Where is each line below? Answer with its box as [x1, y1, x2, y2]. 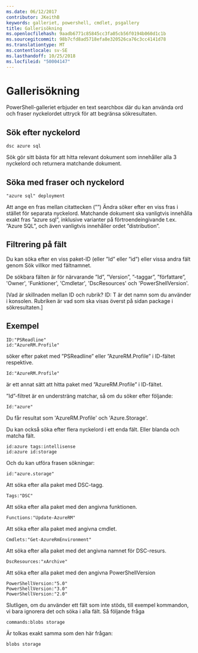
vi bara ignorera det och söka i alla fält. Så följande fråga [6, 608, 144, 615]
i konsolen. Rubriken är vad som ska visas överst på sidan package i [6, 297, 174, 304]
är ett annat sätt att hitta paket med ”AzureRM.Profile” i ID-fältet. [6, 380, 164, 388]
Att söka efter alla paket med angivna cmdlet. [6, 525, 117, 532]
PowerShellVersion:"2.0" [6, 590, 68, 597]
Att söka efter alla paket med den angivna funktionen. [6, 503, 137, 510]
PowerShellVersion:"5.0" [6, 580, 68, 586]
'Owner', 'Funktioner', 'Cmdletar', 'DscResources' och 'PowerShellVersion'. [6, 279, 189, 286]
